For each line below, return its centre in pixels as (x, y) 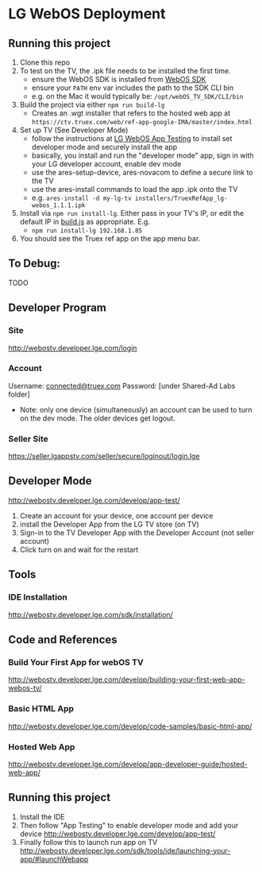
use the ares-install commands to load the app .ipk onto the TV (135, 189)
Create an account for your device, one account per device (116, 515)
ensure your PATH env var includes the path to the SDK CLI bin (133, 88)
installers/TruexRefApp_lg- (181, 198)
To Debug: (35, 264)
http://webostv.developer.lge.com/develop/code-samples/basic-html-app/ (130, 726)
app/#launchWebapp (54, 859)
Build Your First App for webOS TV (76, 662)
